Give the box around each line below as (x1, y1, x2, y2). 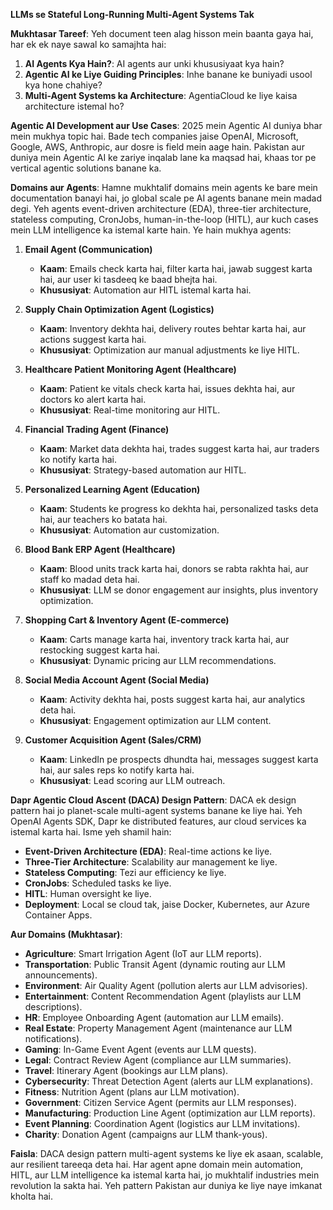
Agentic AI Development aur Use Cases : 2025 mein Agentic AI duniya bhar (10, 120, 323, 131)
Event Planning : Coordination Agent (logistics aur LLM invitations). (24, 1118, 301, 1129)
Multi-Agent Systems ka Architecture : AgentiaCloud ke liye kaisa (24, 90, 298, 101)
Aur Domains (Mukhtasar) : (10, 929, 123, 940)
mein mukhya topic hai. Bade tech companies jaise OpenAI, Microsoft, (10, 130, 299, 142)
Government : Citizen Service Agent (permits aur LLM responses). (24, 1097, 297, 1108)
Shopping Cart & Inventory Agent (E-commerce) (24, 614, 230, 626)
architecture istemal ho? (24, 100, 125, 112)
